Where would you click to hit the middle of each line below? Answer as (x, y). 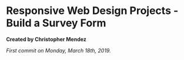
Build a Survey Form (56, 23)
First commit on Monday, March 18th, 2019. (58, 50)
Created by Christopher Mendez (46, 39)
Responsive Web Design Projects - (92, 11)
